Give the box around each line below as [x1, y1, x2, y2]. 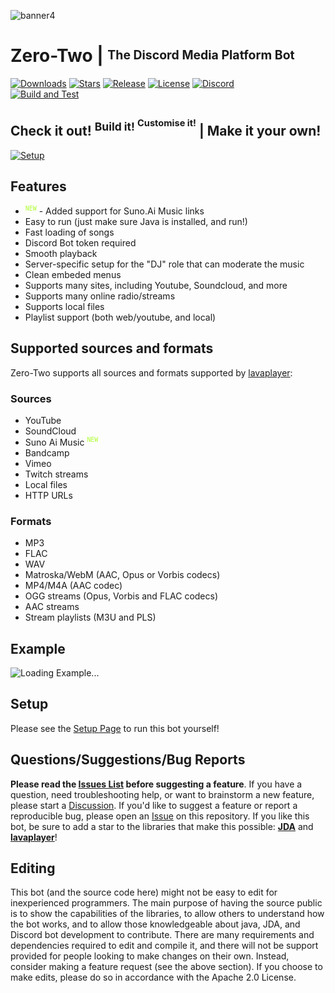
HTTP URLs [24, 489, 73, 501]
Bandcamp [24, 446, 70, 459]
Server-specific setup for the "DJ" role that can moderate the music [24, 258, 305, 270]
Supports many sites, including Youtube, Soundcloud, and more [24, 280, 288, 292]
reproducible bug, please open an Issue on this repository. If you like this [10, 810, 310, 822]
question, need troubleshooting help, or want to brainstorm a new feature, [10, 788, 315, 800]
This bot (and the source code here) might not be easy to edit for [10, 886, 278, 899]
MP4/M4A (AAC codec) [24, 580, 123, 592]
